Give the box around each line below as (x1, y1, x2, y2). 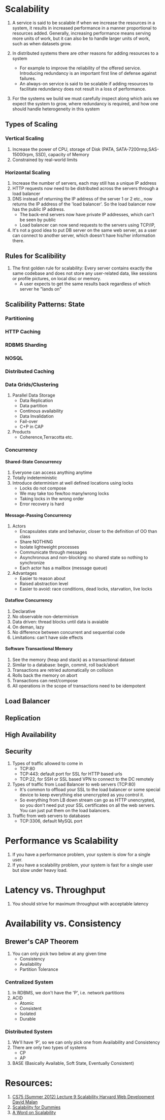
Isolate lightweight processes (19, 544, 79, 550)
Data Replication (19, 397, 53, 403)
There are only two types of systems (12, 1045, 87, 1051)
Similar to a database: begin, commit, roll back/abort (12, 661, 119, 668)
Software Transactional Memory (5, 646, 73, 652)
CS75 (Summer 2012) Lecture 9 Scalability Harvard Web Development (12, 1094, 155, 1100)
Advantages (12, 570, 37, 576)
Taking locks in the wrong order (19, 496, 84, 502)
